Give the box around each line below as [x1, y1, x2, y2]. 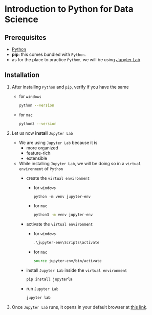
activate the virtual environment [26, 221, 93, 227]
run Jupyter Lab [26, 286, 59, 291]
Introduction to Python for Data [4, 3, 134, 15]
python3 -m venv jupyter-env [33, 212, 93, 218]
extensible [26, 155, 47, 161]
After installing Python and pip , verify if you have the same [11, 84, 129, 90]
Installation [4, 71, 40, 79]
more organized [26, 145, 58, 150]
